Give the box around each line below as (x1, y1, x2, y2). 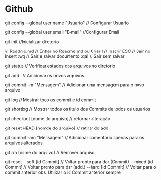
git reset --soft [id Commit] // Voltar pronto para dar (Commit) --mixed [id (5, 158, 153, 165)
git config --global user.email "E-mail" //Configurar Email (5, 29, 120, 35)
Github (5, 3, 33, 15)
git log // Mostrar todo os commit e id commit (5, 97, 96, 103)
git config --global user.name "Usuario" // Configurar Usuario (5, 20, 129, 26)
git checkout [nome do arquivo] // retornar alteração (5, 115, 111, 121)
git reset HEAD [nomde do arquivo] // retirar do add (5, 125, 109, 131)
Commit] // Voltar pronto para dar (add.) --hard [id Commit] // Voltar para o (5, 164, 156, 170)
